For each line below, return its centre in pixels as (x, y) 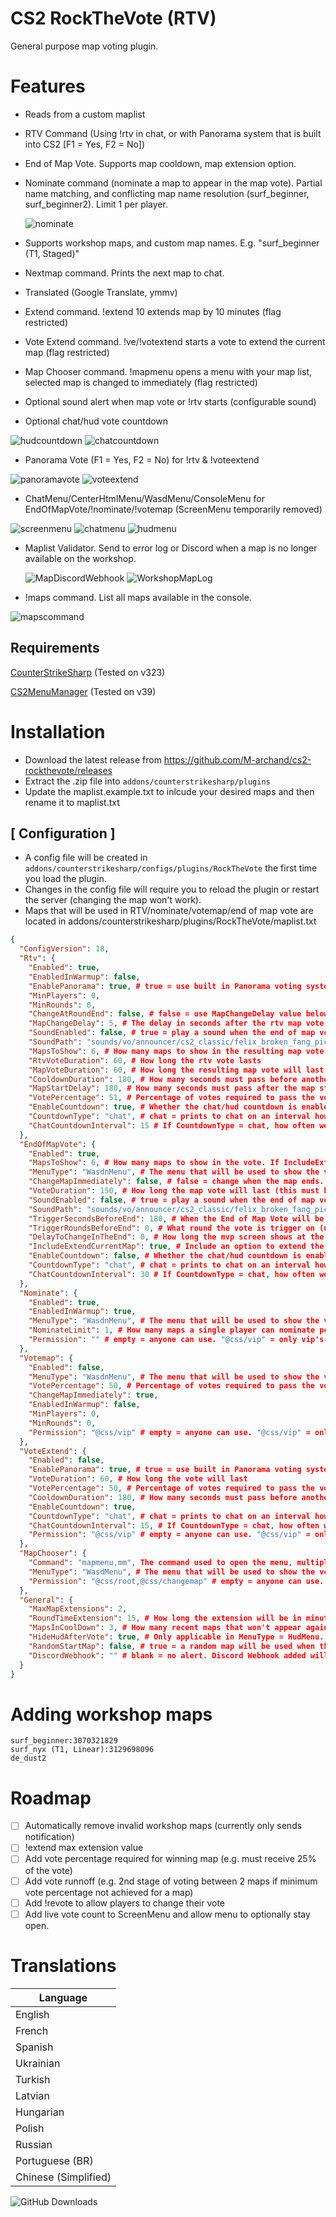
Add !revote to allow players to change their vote (125, 1903)
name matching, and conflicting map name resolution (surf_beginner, (167, 193)
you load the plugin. (65, 879)
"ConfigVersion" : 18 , (64, 949)
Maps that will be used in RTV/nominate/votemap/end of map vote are (169, 911)
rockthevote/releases (68, 770)
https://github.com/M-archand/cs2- (237, 759)
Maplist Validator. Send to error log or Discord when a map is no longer (171, 548)
